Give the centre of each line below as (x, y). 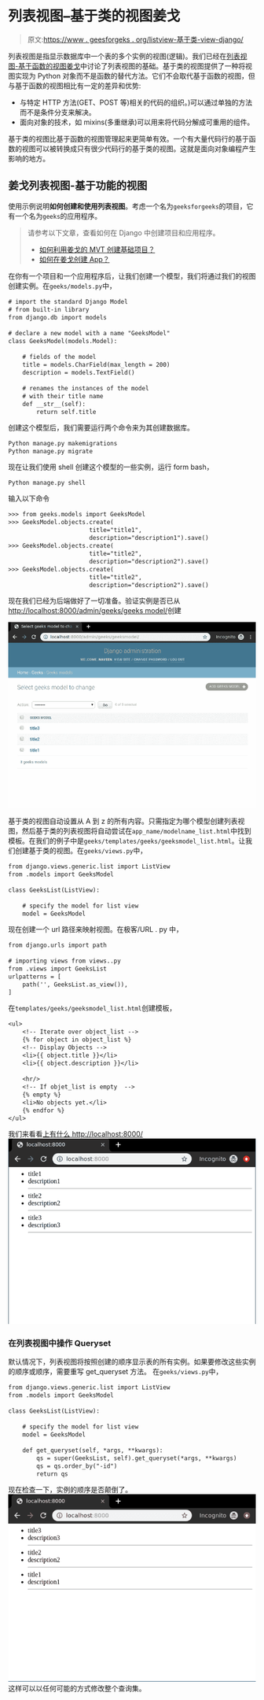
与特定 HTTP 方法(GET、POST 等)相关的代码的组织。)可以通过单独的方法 (136, 102)
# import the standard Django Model (68, 301)
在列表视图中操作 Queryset (60, 1343)
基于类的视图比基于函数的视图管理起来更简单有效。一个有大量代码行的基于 (128, 139)
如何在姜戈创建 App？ (74, 259)
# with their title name (63, 396)
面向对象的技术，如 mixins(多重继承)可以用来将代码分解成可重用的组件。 (137, 122)
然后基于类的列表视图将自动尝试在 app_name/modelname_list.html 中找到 (136, 831)
